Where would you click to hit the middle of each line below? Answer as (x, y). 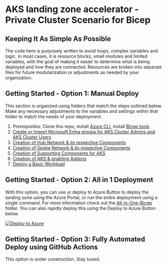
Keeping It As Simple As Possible (58, 39)
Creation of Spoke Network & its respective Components (71, 148)
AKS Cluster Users (32, 137)
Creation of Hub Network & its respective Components (69, 142)
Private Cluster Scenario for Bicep (78, 20)
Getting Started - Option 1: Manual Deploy (72, 94)
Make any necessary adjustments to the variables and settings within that (81, 111)
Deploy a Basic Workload (39, 164)
